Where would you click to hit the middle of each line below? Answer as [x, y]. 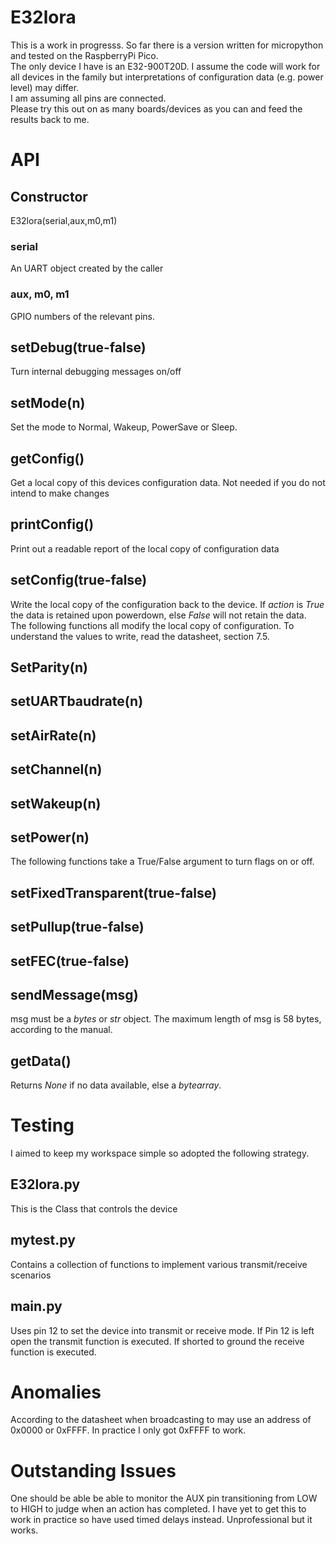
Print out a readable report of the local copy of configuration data [145, 548]
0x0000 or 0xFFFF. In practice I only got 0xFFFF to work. [128, 1430]
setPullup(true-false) [77, 927]
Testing [42, 1125]
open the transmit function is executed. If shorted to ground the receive [157, 1341]
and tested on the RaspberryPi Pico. [84, 55]
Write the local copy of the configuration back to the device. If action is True [167, 604]
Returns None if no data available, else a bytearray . [116, 1085]
